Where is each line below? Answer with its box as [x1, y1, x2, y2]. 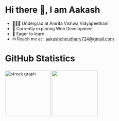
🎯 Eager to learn [12, 31, 45, 36]
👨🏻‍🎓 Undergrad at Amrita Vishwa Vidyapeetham [12, 20, 109, 26]
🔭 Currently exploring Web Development [12, 25, 93, 31]
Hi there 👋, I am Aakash [5, 4, 101, 16]
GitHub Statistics [5, 53, 75, 64]
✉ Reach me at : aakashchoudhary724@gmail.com [12, 36, 114, 42]
